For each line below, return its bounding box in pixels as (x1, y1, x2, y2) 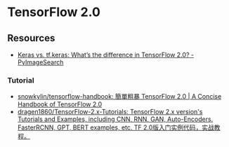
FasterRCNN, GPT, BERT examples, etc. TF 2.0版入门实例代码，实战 (17, 123, 214, 132)
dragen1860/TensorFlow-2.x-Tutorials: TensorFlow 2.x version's (17, 108, 203, 116)
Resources (7, 32, 55, 44)
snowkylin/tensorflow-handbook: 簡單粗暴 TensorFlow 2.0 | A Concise (17, 92, 222, 101)
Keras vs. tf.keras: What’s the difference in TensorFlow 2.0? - (17, 50, 195, 59)
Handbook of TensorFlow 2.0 (17, 100, 103, 108)
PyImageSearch (17, 58, 64, 66)
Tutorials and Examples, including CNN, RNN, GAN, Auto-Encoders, (17, 115, 214, 123)
